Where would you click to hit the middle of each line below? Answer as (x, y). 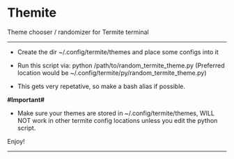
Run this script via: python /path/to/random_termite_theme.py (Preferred (121, 65)
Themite (32, 13)
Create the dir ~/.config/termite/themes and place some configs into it (118, 52)
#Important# (26, 99)
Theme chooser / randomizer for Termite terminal (78, 32)
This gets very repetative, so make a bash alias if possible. (101, 86)
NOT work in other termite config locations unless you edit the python (117, 120)
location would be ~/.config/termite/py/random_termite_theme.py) (112, 73)
